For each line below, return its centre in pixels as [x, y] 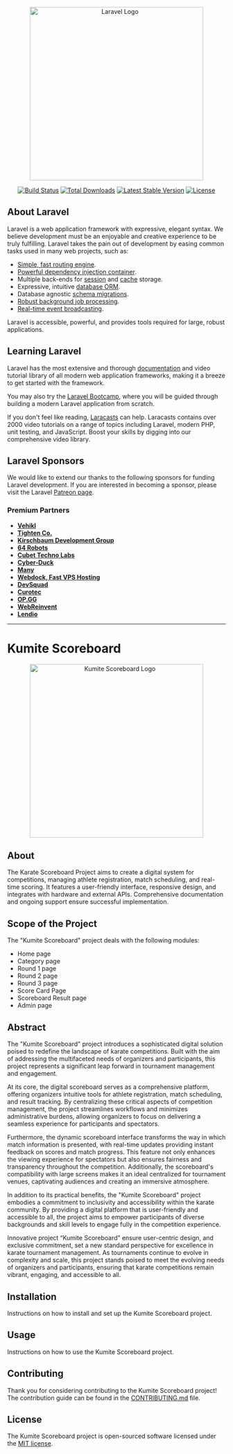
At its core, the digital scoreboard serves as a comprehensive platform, [109, 1087]
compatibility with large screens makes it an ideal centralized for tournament [116, 1174]
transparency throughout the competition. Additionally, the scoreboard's [110, 1167]
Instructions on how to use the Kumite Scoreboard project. [91, 1352]
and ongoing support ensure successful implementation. [88, 902]
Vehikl [27, 525]
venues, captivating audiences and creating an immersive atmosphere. [109, 1182]
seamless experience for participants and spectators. [83, 1124]
